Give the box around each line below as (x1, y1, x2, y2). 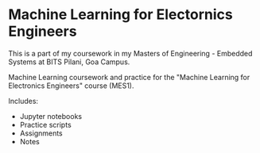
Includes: (8, 96, 38, 105)
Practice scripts (19, 120, 72, 129)
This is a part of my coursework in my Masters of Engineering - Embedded (8, 48, 253, 58)
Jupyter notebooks (19, 111, 82, 120)
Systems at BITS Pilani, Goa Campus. (8, 57, 130, 67)
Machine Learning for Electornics (8, 6, 233, 24)
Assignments (19, 128, 64, 138)
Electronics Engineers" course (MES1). (8, 81, 134, 90)
